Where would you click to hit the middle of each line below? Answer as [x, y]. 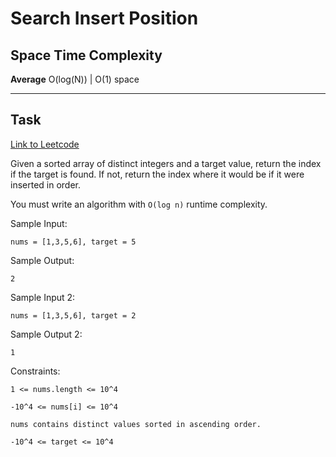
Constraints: [35, 371]
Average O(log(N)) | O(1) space [75, 79]
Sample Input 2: [43, 297]
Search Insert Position [104, 18]
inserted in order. [46, 184]
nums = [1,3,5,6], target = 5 [73, 242]
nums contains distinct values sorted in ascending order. [136, 424]
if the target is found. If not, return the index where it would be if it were [157, 174]
